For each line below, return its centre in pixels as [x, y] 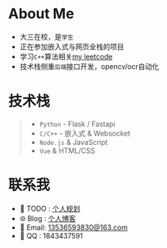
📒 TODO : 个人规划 [50, 208]
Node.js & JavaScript [74, 142]
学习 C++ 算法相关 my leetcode [66, 56]
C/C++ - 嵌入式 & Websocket [85, 133]
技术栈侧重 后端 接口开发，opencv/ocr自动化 [89, 66]
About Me [41, 14]
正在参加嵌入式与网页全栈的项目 [72, 46]
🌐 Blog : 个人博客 [48, 218]
